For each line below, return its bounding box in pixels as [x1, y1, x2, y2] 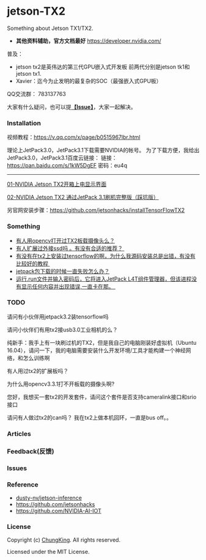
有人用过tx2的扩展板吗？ [7, 367, 69, 374]
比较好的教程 [15, 260, 48, 267]
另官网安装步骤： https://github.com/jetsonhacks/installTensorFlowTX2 [7, 207, 185, 214]
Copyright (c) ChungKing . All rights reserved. [7, 536, 121, 543]
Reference [7, 480, 39, 488]
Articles [7, 429, 31, 438]
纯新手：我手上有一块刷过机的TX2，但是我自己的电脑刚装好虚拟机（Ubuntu [7, 339, 197, 346]
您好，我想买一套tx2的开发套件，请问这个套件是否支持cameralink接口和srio [7, 393, 197, 400]
